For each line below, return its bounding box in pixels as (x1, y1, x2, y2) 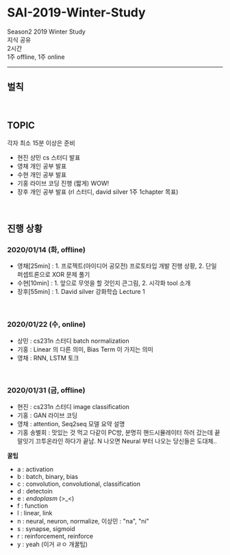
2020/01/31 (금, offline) (7, 386, 86, 395)
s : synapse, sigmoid (16, 524, 75, 532)
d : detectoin (16, 486, 53, 495)
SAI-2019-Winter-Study (7, 5, 146, 21)
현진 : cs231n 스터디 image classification (16, 402, 130, 410)
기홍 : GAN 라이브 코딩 (16, 411, 78, 419)
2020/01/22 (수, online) (7, 320, 86, 330)
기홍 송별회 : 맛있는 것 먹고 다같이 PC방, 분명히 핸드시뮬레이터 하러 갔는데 (16, 428, 214, 436)
